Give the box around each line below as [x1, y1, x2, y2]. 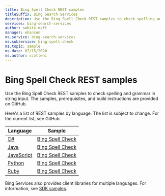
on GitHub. [5, 101, 27, 107]
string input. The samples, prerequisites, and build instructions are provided [5, 96, 159, 101]
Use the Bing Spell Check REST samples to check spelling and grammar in [5, 91, 156, 97]
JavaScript [7, 152, 33, 159]
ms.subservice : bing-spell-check [5, 39, 74, 44]
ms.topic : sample [5, 44, 41, 49]
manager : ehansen [5, 30, 41, 35]
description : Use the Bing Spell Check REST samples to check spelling [5, 16, 155, 21]
